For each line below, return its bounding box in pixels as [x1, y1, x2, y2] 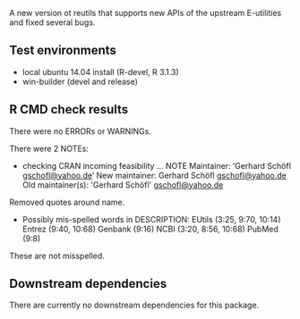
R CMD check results [9, 102, 129, 117]
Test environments [9, 43, 116, 58]
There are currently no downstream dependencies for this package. [9, 299, 260, 311]
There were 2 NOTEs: [9, 143, 90, 154]
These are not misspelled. [9, 250, 105, 261]
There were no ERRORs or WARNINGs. [9, 125, 152, 137]
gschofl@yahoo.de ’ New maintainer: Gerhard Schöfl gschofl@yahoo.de [21, 170, 287, 180]
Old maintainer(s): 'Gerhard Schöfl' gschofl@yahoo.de [21, 179, 224, 190]
